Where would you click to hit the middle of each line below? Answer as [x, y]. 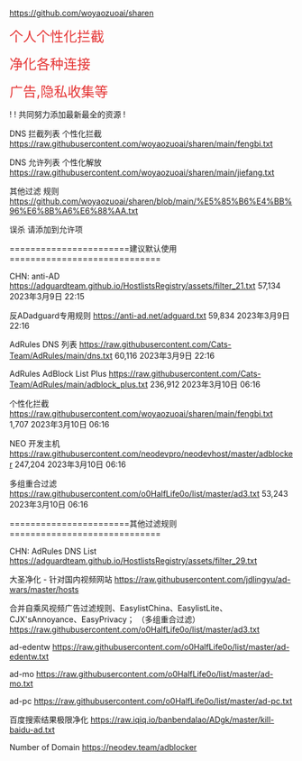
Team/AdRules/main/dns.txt [61, 356]
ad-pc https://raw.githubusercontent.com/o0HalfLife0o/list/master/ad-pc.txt [151, 701]
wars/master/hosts [44, 589]
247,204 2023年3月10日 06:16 [70, 464]
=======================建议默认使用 [93, 248]
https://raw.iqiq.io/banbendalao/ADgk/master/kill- [182, 720]
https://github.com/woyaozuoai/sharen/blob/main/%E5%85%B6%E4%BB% [151, 201]
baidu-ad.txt [32, 730]
